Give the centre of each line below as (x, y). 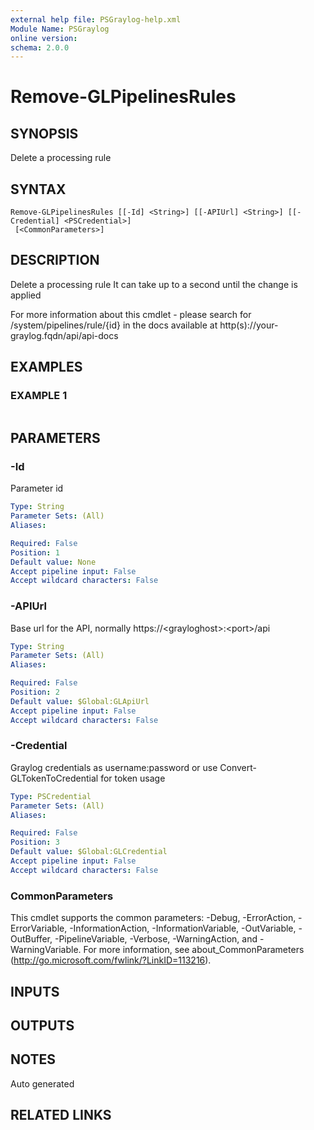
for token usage (133, 778)
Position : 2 (35, 692)
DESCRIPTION (55, 260)
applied (26, 295)
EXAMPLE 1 (39, 396)
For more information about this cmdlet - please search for (131, 314)
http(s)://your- (249, 325)
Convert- (238, 767)
